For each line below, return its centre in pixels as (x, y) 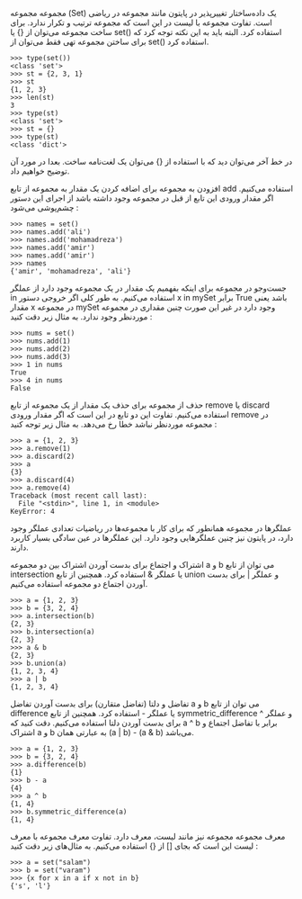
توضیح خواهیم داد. (40, 171)
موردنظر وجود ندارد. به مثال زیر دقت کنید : (81, 317)
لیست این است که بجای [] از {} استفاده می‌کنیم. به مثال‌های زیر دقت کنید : (134, 846)
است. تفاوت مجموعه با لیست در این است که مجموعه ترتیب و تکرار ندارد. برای (141, 22)
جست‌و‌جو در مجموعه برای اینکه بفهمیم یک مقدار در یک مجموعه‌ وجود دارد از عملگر (148, 288)
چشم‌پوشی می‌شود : (44, 207)
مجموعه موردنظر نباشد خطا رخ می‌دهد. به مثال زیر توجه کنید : (114, 424)
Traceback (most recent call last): (79, 496)
